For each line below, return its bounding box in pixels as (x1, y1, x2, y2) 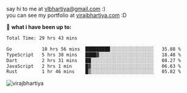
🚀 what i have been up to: (6, 24, 72, 30)
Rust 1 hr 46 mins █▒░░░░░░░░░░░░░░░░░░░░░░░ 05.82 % (6, 69, 182, 75)
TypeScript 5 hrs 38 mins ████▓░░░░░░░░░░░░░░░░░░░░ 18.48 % (6, 52, 182, 58)
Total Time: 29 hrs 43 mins (6, 35, 78, 41)
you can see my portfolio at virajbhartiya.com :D (6, 12, 127, 19)
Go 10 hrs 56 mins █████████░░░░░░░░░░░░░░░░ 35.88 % (6, 46, 182, 52)
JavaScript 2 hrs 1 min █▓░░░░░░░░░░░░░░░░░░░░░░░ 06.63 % (6, 63, 182, 69)
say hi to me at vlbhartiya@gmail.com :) (6, 5, 105, 12)
